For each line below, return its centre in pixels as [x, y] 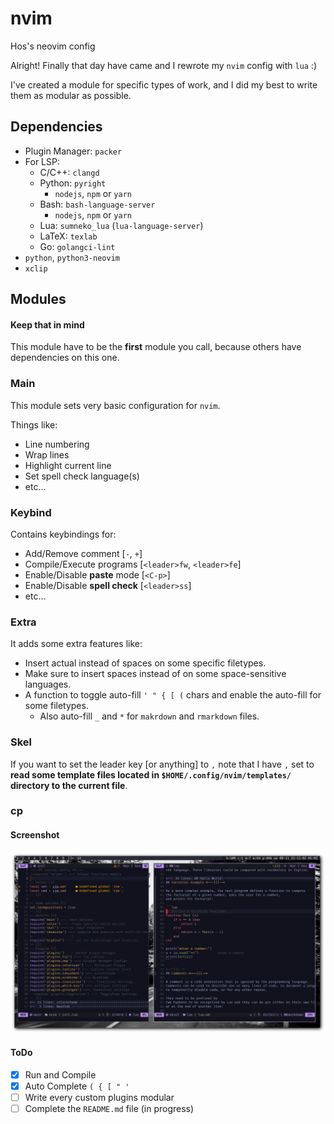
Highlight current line [68, 465]
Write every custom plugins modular [99, 1097]
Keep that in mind [47, 324]
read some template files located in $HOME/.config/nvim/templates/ [151, 774]
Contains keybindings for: [63, 534]
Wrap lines [47, 454]
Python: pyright [73, 183]
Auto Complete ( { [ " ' [77, 1086]
